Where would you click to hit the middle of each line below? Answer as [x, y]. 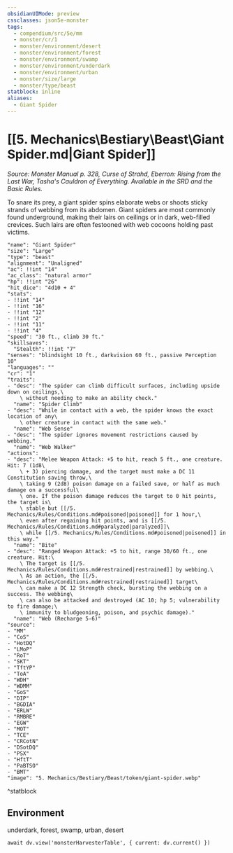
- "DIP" [18, 698]
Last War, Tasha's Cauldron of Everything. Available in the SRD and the [110, 181]
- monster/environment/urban [56, 72]
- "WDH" [18, 680]
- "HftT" [20, 760]
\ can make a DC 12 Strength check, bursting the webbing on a [114, 588]
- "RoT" [18, 656]
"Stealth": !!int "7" [45, 349]
